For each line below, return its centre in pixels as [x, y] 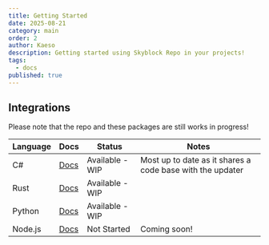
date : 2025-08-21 [37, 23]
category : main [34, 30]
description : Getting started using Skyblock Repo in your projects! [127, 53]
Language [32, 147]
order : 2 [23, 38]
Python [26, 211]
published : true [35, 75]
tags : [17, 61]
